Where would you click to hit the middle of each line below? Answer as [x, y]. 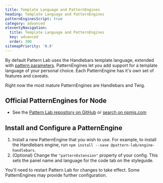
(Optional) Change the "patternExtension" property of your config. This [85, 156]
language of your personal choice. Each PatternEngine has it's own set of [80, 70]
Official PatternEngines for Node [56, 101]
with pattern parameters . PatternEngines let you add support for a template [81, 65]
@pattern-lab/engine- [133, 145]
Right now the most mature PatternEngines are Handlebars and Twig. [75, 85]
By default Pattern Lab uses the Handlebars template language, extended [80, 60]
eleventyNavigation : [26, 28]
